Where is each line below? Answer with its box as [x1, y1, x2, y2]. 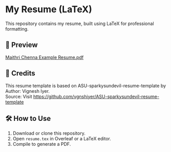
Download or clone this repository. [12, 130, 85, 136]
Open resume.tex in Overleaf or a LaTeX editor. [12, 136, 112, 142]
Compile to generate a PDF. [12, 141, 71, 147]
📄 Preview [5, 41, 38, 49]
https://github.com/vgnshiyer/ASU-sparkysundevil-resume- [33, 93, 160, 99]
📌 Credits [5, 69, 36, 78]
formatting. [5, 26, 29, 32]
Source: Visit [5, 93, 32, 99]
